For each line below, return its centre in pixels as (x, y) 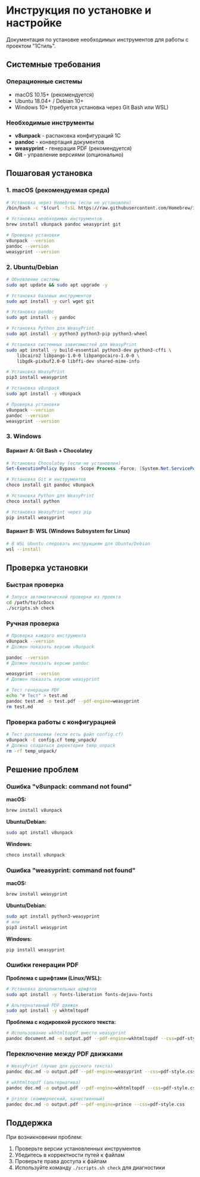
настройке (34, 23)
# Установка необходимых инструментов (54, 219)
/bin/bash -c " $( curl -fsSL (41, 208)
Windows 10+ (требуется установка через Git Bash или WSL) (92, 107)
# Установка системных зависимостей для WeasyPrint (71, 344)
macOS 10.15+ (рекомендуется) (54, 94)
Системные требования (54, 65)
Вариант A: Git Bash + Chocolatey (49, 450)
